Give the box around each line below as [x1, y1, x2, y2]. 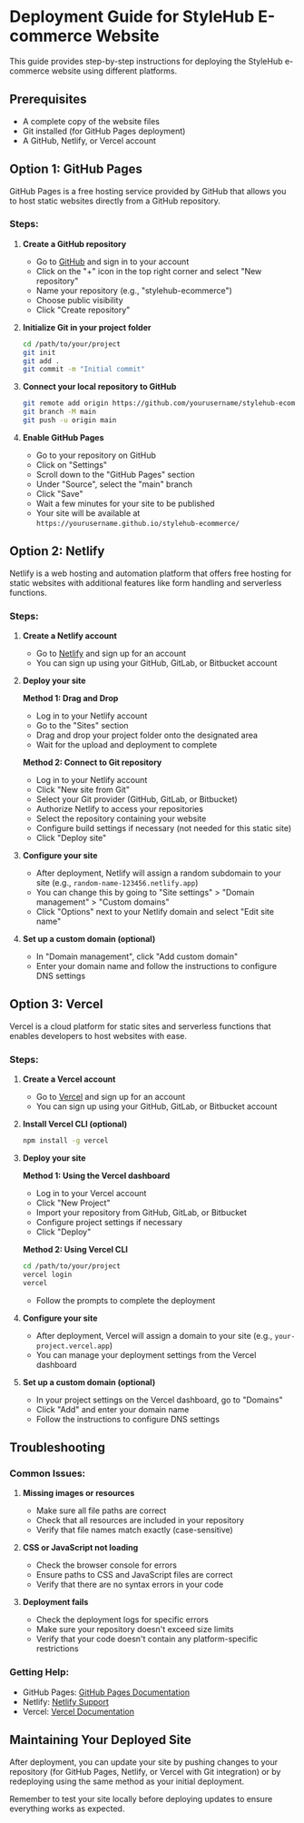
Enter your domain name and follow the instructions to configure [35, 961, 278, 972]
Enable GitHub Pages [22, 431, 104, 442]
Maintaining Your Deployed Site [9, 1732, 192, 1748]
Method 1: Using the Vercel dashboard [22, 1170, 171, 1182]
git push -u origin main [22, 416, 117, 425]
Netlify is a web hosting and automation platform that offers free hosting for [9, 568, 292, 579]
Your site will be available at [35, 507, 141, 519]
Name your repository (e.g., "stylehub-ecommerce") [35, 284, 233, 296]
